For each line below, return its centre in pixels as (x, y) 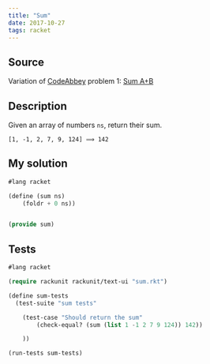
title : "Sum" (30, 15)
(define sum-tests (38, 296)
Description (37, 106)
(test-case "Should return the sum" (83, 317)
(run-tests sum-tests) (45, 353)
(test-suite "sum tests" (56, 303)
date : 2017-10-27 (37, 23)
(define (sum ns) (37, 196)
